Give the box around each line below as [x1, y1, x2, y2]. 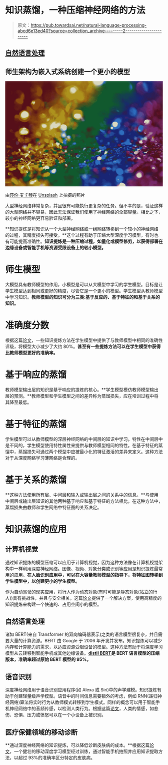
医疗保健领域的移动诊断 [5, 728, 77, 736]
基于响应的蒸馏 [5, 369, 67, 380]
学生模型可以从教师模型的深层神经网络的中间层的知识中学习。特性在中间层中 [5, 436, 163, 442]
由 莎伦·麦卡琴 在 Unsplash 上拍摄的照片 [5, 192, 85, 198]
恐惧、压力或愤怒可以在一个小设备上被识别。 [13, 712, 106, 718]
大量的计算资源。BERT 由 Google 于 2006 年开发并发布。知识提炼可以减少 [9, 638, 162, 644]
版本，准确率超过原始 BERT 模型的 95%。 [5, 656, 91, 662]
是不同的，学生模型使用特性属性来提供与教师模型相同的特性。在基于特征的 [5, 442, 158, 448]
